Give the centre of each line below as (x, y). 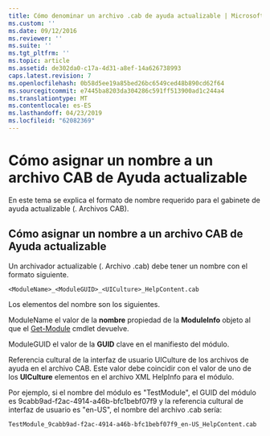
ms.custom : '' (32, 23)
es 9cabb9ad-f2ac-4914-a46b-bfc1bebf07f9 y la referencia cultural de (126, 401)
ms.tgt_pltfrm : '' (39, 53)
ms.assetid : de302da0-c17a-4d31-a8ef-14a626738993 (95, 69)
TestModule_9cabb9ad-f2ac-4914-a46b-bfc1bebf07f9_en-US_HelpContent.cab (133, 424)
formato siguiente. (39, 274)
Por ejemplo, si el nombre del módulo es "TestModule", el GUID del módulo (133, 392)
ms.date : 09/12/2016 (43, 31)
